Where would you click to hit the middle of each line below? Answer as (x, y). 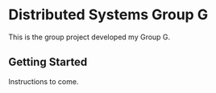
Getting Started (48, 62)
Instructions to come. (44, 81)
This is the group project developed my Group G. (89, 37)
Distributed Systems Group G (108, 15)
